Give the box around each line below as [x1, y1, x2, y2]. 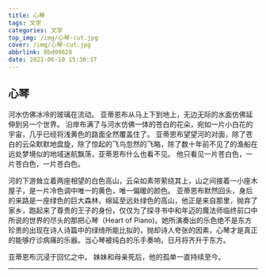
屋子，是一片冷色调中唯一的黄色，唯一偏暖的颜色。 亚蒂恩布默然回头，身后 [8, 185, 253, 195]
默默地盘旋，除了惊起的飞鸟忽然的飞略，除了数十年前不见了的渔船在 [35, 139, 258, 149]
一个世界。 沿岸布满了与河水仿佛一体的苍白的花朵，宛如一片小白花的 [28, 120, 253, 129]
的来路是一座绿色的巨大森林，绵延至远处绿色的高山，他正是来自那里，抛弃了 [8, 195, 258, 205]
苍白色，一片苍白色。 [14, 159, 85, 169]
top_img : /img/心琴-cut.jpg [8, 33, 99, 42]
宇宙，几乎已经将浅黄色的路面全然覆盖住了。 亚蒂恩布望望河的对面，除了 [8, 129, 246, 138]
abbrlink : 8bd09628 [8, 48, 73, 56]
